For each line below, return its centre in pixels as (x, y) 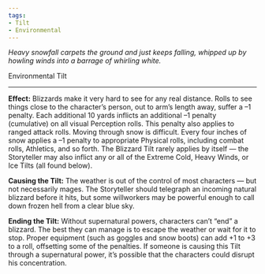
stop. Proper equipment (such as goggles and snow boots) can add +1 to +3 (132, 238)
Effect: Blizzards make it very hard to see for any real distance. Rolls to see (130, 98)
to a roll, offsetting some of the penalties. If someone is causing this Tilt (124, 246)
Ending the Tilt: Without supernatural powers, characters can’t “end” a (123, 221)
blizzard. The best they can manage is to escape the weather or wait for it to (132, 230)
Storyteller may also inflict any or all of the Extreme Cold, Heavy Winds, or (129, 157)
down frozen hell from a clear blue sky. (71, 206)
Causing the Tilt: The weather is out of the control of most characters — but (132, 181)
